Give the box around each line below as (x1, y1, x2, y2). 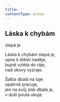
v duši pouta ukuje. (5, 92, 43, 98)
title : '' (5, 7, 25, 12)
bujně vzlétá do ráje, (5, 62, 46, 68)
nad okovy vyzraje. (5, 67, 43, 73)
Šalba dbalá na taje (5, 76, 44, 82)
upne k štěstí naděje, (5, 57, 47, 63)
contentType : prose (5, 12, 45, 16)
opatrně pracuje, (5, 82, 38, 87)
